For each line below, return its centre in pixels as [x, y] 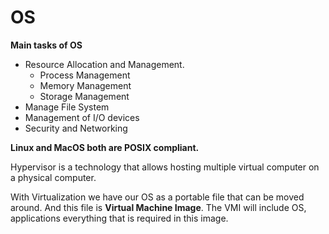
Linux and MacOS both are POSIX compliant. [105, 147]
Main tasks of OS [46, 45]
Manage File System [67, 107]
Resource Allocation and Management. [104, 64]
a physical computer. [53, 177]
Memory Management [85, 85]
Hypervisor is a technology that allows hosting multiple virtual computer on [165, 167]
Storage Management [84, 96]
